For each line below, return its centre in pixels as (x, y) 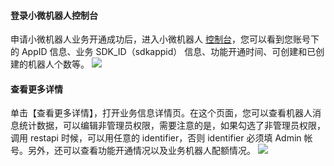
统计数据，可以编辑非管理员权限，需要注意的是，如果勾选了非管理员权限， (172, 126)
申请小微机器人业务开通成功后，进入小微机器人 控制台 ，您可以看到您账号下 (165, 39)
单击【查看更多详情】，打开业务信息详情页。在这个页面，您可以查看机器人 (161, 113)
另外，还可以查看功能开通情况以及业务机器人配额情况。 (141, 151)
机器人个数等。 (58, 64)
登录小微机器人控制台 (54, 15)
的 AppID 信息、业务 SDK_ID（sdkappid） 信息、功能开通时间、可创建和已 (163, 52)
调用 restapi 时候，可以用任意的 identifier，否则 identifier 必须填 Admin (156, 138)
